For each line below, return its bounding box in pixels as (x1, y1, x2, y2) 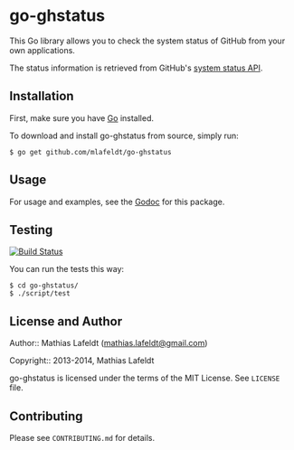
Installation (9, 89, 74, 104)
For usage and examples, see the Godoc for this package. (9, 196, 225, 207)
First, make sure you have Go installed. (9, 112, 155, 123)
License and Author (9, 314, 123, 329)
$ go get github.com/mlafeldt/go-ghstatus (9, 147, 172, 156)
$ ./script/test (9, 289, 71, 298)
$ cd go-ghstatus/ (9, 281, 79, 290)
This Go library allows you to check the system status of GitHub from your (9, 35, 286, 46)
